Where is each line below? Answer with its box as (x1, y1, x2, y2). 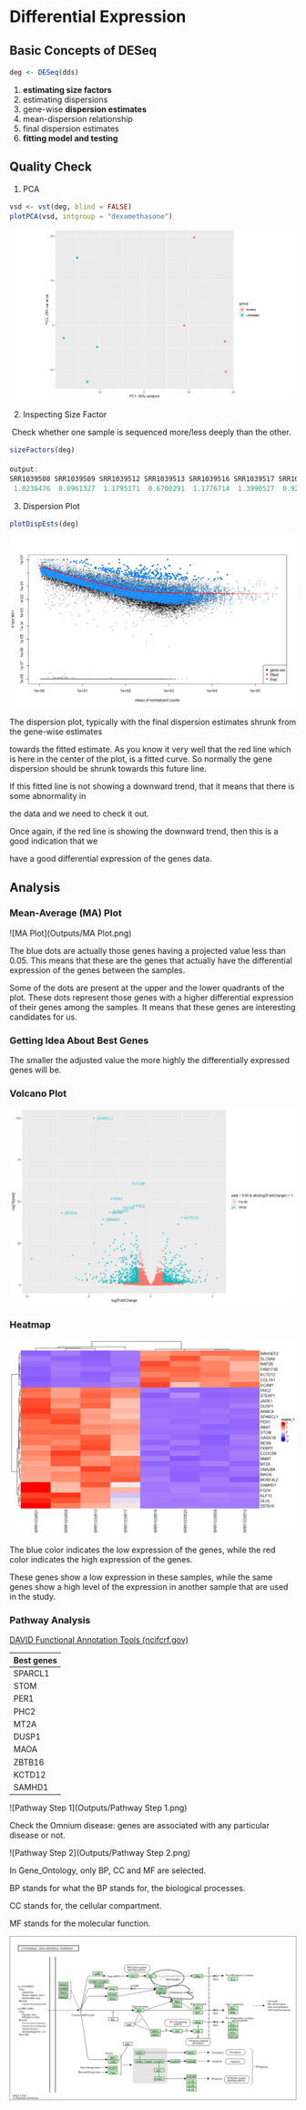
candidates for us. (9, 1011, 77, 1022)
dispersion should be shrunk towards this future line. (9, 763, 207, 774)
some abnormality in (9, 791, 87, 802)
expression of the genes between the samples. (9, 964, 186, 976)
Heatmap (9, 1318, 52, 1331)
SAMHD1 (13, 1782, 48, 1793)
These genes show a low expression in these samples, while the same (9, 1572, 273, 1582)
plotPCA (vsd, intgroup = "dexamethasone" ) (9, 211, 173, 220)
